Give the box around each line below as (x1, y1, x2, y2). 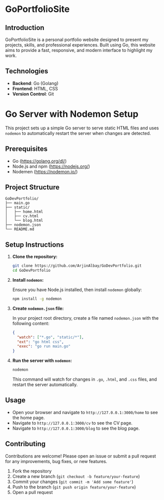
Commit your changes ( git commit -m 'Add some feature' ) (12, 479, 134, 485)
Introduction (5, 23, 45, 32)
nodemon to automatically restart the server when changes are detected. (5, 130, 151, 136)
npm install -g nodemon (12, 296, 62, 301)
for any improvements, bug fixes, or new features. (5, 458, 108, 464)
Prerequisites (5, 145, 48, 153)
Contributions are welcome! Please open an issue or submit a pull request (5, 453, 157, 459)
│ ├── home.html (5, 209, 43, 214)
